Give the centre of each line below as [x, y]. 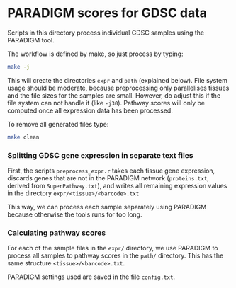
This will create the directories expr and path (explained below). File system [118, 80]
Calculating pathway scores [57, 233]
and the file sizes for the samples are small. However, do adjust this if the [114, 95]
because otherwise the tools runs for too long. [75, 214]
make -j [19, 67]
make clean [23, 137]
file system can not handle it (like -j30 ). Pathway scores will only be [106, 103]
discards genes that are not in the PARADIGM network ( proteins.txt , [108, 178]
